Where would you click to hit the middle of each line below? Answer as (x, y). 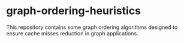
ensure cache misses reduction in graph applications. (73, 33)
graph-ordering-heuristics (74, 11)
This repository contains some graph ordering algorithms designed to (92, 27)
